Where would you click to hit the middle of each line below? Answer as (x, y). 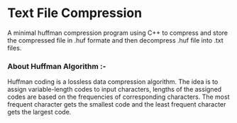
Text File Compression (75, 13)
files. (15, 48)
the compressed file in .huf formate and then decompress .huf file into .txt (115, 40)
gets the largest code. (39, 112)
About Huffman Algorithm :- (57, 66)
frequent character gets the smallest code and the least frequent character (117, 105)
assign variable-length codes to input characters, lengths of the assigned (115, 90)
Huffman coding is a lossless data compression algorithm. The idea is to (113, 82)
